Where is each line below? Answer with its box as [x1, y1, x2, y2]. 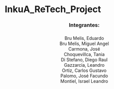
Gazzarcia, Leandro [64, 62, 105, 68]
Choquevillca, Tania [64, 52, 105, 58]
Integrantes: [69, 22, 100, 29]
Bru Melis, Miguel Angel [59, 40, 109, 47]
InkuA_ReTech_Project [5, 4, 101, 15]
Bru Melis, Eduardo [64, 35, 104, 41]
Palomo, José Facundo [60, 73, 108, 79]
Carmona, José [68, 46, 100, 52]
